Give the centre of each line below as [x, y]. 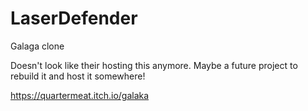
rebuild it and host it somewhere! [78, 76]
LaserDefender [74, 18]
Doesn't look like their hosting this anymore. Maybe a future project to [154, 65]
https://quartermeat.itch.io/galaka [80, 95]
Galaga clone [37, 46]
